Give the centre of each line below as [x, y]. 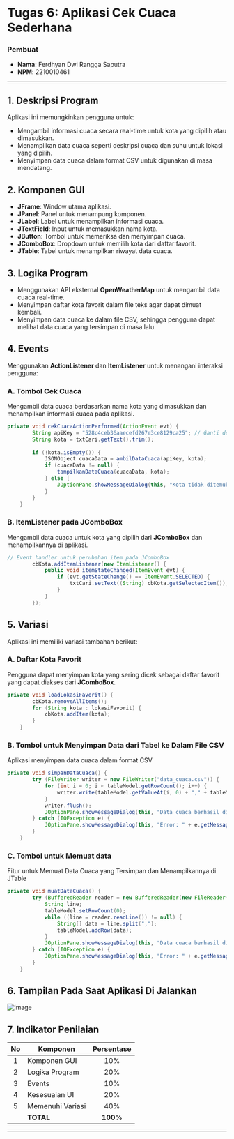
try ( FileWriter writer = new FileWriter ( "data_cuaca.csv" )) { [126, 780]
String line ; [63, 905]
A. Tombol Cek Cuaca [45, 391]
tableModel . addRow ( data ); [94, 930]
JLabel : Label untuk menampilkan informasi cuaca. [91, 222]
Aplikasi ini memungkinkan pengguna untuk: [71, 117]
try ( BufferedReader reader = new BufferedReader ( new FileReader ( [131, 898]
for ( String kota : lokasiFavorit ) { [87, 708]
